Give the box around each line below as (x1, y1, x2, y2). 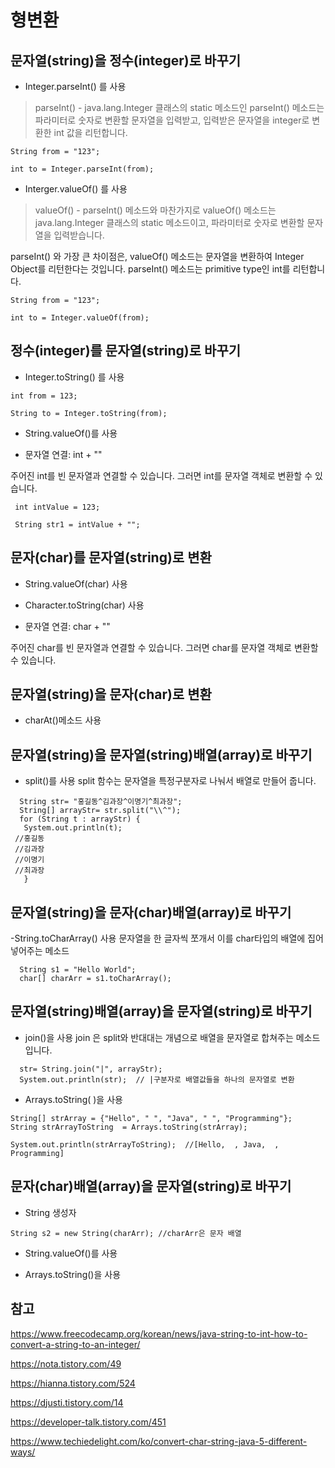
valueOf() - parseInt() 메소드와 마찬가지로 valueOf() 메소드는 (34, 204, 277, 216)
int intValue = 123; (14, 502, 101, 512)
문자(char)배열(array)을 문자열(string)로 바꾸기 (10, 1178, 292, 1195)
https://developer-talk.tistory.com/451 (10, 1416, 167, 1428)
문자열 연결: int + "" (24, 448, 103, 460)
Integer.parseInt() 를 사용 (24, 81, 127, 92)
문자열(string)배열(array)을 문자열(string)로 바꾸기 (10, 1003, 313, 1020)
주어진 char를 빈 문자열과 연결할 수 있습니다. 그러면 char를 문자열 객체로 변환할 (10, 641, 319, 653)
